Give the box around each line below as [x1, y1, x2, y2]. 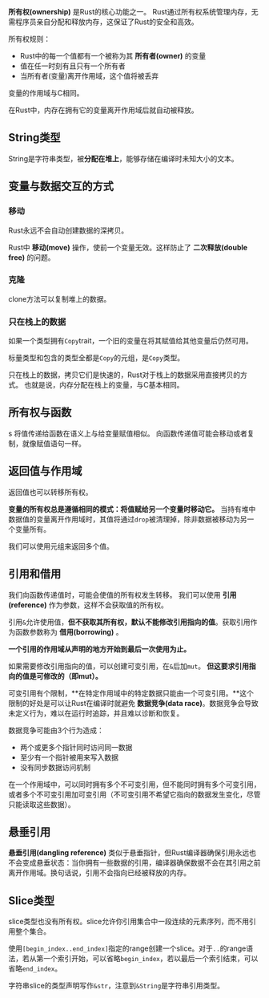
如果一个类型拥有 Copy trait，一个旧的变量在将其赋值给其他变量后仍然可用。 [8, 336, 254, 346]
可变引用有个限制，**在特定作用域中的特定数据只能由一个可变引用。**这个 [8, 688, 255, 698]
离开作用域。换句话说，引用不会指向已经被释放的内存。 [8, 868, 191, 878]
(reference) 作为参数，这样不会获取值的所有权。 [8, 600, 168, 610]
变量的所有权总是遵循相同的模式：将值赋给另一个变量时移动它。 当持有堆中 [8, 504, 256, 513]
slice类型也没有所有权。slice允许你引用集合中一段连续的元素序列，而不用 [8, 917, 250, 927]
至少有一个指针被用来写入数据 [19, 753, 118, 762]
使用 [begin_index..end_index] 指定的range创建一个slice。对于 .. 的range [8, 943, 247, 953]
